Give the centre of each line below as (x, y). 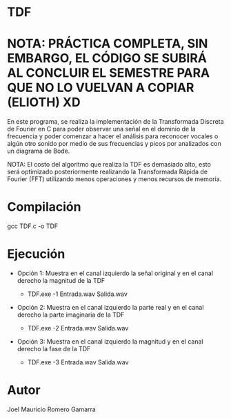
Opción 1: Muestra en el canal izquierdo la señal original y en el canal (115, 273)
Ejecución (36, 254)
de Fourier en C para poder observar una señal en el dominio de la (101, 129)
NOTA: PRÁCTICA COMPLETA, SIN (108, 44)
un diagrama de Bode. (39, 151)
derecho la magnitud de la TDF (61, 280)
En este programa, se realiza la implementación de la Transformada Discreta (115, 122)
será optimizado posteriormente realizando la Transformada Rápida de (108, 172)
